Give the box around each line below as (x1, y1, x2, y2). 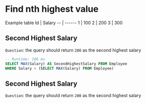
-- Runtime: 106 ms (5, 57, 46, 62)
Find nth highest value (5, 3, 99, 15)
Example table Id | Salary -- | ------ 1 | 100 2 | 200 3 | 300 (5, 20, 123, 26)
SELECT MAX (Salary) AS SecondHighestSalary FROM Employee (5, 61, 127, 66)
